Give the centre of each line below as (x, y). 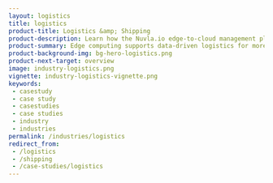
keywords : (25, 83)
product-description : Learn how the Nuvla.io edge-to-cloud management (132, 38)
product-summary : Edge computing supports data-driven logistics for (129, 46)
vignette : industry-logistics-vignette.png (83, 76)
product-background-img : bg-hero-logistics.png (91, 53)
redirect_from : (34, 144)
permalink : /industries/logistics (67, 136)
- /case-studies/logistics (58, 167)
